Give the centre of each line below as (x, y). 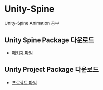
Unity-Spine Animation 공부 (32, 23)
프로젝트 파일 (24, 82)
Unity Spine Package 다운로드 (50, 40)
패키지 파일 (22, 53)
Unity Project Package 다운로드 (51, 70)
